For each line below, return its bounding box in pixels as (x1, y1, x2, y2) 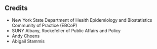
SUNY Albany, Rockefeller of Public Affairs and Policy (11, 27, 121, 34)
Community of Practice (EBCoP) (11, 22, 78, 28)
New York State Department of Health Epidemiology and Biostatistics (11, 17, 153, 23)
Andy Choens (11, 33, 40, 39)
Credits (4, 4, 28, 12)
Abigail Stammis (11, 38, 45, 44)
